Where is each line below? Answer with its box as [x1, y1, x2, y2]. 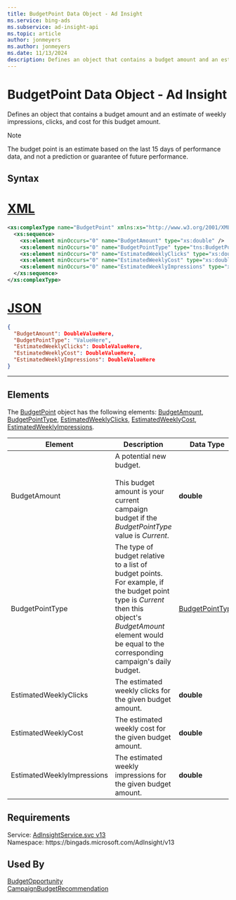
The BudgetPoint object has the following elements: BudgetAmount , [7, 407, 204, 416]
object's [114, 612, 142, 622]
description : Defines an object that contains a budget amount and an [7, 56, 218, 63]
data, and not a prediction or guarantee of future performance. [7, 152, 188, 161]
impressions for [114, 770, 166, 779]
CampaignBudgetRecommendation [7, 884, 109, 893]
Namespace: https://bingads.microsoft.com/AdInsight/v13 [7, 838, 175, 846]
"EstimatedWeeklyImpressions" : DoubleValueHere [13, 357, 156, 364]
